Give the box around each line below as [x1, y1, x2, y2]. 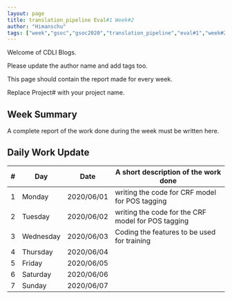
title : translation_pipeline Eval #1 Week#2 [7, 17, 135, 23]
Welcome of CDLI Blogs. [7, 48, 77, 57]
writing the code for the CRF [115, 207, 207, 217]
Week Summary [7, 108, 77, 120]
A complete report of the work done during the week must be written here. [7, 127, 220, 135]
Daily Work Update [7, 146, 90, 159]
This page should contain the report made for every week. [7, 75, 173, 84]
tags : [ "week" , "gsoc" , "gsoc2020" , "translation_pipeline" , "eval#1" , [7, 29, 206, 37]
